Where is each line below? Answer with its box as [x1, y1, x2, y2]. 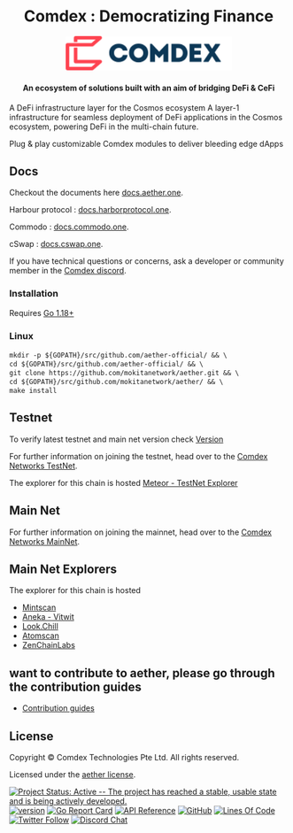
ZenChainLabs [21, 640, 75, 651]
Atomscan [21, 630, 59, 641]
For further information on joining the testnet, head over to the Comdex [9, 451, 268, 461]
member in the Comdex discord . [9, 266, 127, 276]
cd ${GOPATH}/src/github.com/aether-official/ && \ [9, 360, 204, 369]
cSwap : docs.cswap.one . [9, 239, 104, 250]
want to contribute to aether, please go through [9, 666, 275, 681]
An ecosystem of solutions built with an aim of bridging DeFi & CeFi [22, 82, 275, 94]
